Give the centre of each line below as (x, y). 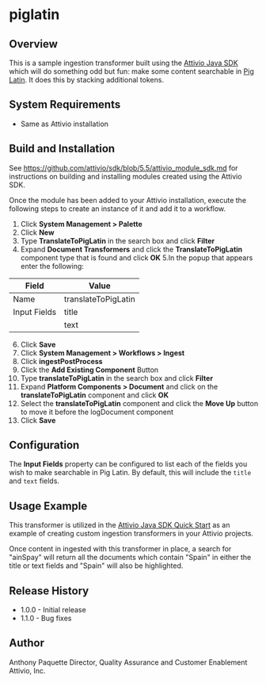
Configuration (44, 445)
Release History (49, 591)
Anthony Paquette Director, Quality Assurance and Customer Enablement (128, 662)
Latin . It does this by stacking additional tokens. (87, 80)
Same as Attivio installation (65, 124)
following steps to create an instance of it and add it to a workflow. (118, 209)
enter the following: (52, 266)
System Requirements (65, 105)
